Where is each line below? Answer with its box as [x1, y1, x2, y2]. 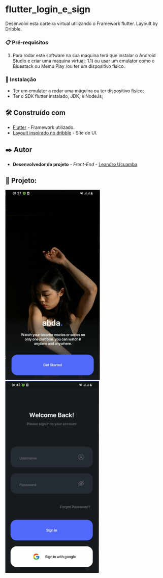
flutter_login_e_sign [5, 4, 90, 15]
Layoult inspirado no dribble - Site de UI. [12, 130, 97, 136]
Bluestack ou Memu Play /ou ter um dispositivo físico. [12, 63, 125, 69]
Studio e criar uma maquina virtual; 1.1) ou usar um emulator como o [12, 58, 155, 64]
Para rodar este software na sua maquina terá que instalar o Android [12, 52, 156, 59]
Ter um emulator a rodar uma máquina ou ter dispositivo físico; [12, 88, 144, 94]
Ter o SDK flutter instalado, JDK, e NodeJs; [12, 93, 103, 99]
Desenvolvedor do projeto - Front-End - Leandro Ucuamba [12, 162, 138, 168]
